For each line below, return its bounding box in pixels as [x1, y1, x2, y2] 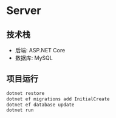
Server [6, 4, 41, 18]
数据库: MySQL [15, 54, 53, 61]
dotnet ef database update [6, 102, 75, 108]
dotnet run [6, 107, 34, 113]
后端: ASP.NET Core [15, 47, 66, 54]
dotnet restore [6, 90, 45, 96]
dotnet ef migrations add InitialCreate [6, 95, 111, 102]
